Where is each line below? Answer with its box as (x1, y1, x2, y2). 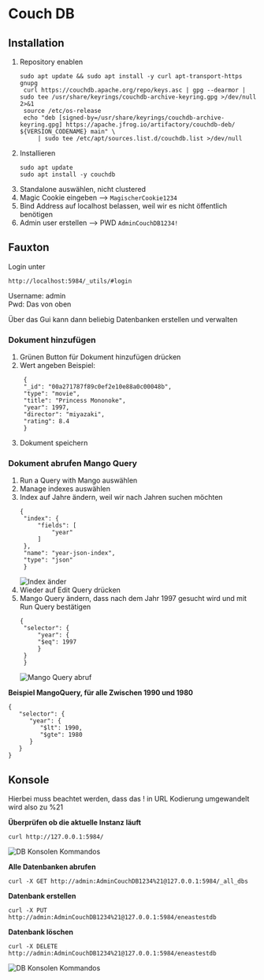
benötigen (19, 210, 54, 219)
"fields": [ (37, 522, 77, 530)
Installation (8, 36, 65, 50)
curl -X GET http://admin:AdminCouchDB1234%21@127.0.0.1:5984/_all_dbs (8, 877, 248, 885)
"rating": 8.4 (23, 418, 70, 426)
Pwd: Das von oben (8, 299, 72, 309)
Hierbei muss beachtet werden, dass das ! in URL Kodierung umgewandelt (8, 794, 250, 804)
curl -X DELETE (8, 943, 58, 951)
